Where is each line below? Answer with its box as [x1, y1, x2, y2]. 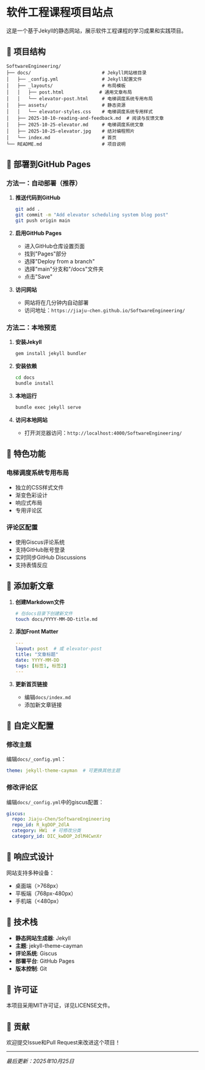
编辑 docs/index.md [24, 693, 71, 700]
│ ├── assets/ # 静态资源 [6, 102, 126, 108]
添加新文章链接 [24, 701, 62, 708]
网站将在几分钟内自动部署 [24, 299, 89, 306]
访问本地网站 [15, 416, 48, 423]
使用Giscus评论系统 [15, 538, 65, 546]
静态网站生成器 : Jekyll [15, 934, 71, 942]
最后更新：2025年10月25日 [6, 1058, 74, 1065]
